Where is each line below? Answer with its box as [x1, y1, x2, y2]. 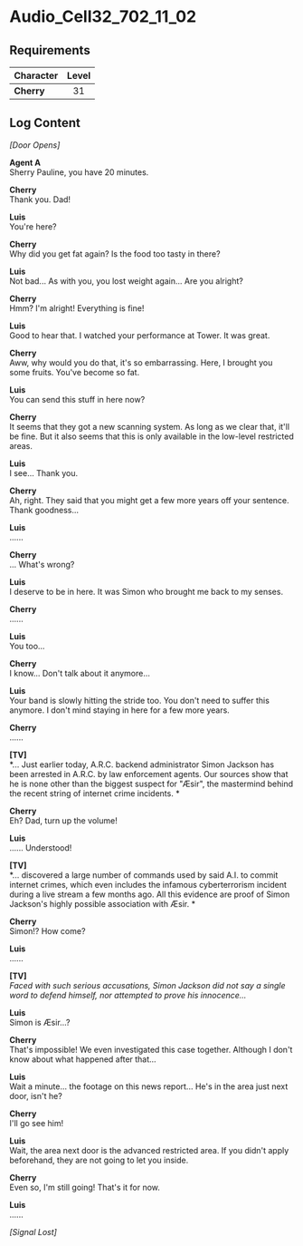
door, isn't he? [9, 1090, 63, 1101]
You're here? [9, 220, 57, 232]
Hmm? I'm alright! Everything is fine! [9, 302, 145, 314]
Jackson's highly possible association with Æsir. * [9, 898, 196, 909]
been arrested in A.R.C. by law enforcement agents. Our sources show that [9, 768, 289, 779]
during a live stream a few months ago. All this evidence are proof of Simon [9, 889, 290, 900]
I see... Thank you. [9, 467, 79, 478]
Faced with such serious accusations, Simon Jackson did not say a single [9, 979, 287, 990]
